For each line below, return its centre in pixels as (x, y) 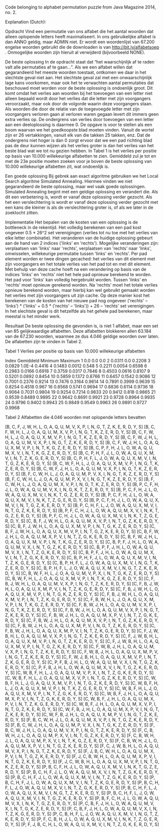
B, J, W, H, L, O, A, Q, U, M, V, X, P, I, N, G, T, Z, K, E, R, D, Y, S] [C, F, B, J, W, (82, 584)
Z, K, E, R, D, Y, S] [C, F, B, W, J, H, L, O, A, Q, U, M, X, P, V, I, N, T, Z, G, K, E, (82, 615)
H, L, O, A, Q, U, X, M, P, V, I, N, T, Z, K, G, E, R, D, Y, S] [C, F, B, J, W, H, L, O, (82, 589)
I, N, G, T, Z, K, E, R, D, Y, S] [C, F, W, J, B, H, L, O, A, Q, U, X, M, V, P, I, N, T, (81, 657)
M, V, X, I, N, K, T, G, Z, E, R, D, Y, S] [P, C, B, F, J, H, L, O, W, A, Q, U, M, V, (80, 803)
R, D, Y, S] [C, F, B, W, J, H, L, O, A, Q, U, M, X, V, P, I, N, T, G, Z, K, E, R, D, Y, (82, 620)
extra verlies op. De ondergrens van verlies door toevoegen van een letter (80, 119)
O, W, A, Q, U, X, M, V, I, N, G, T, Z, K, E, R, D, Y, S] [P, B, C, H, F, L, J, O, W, (80, 793)
